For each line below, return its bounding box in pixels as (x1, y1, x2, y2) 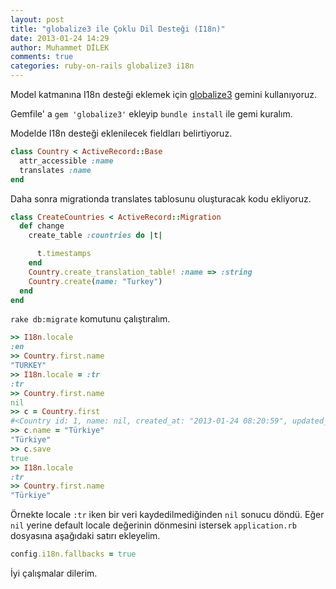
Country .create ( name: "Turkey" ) (28, 276, 163, 286)
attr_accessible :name (19, 156, 114, 166)
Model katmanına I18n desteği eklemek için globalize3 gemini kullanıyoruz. (10, 89, 318, 100)
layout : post (10, 14, 65, 25)
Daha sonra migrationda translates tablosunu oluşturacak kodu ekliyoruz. (10, 192, 312, 205)
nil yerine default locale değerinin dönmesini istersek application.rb (10, 519, 297, 531)
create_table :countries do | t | (28, 231, 163, 241)
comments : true (10, 52, 74, 62)
